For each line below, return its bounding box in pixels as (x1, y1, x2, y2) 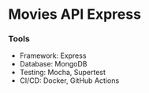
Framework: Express (19, 51, 87, 60)
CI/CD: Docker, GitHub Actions (19, 76, 120, 85)
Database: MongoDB (19, 59, 88, 69)
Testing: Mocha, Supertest (19, 68, 106, 77)
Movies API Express (8, 5, 142, 23)
